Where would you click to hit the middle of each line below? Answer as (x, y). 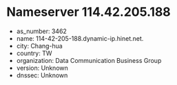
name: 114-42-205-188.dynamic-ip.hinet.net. (80, 38)
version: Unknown (42, 68)
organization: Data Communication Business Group (89, 60)
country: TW (34, 53)
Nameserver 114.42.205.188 (89, 12)
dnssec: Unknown (42, 75)
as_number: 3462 (41, 31)
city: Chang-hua (39, 46)
